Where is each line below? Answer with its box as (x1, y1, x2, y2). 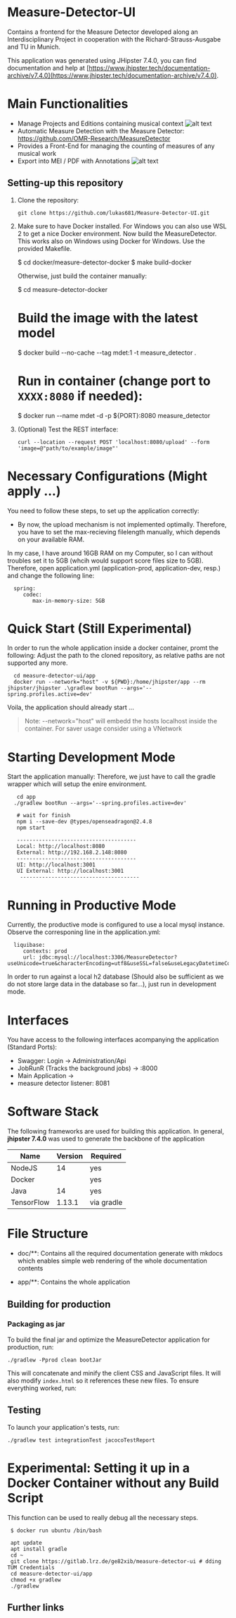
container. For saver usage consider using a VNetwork (24, 724, 183, 733)
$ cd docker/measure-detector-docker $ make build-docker (17, 258, 192, 266)
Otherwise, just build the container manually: (17, 271, 147, 280)
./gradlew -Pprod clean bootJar (7, 1356, 102, 1363)
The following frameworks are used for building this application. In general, (7, 1127, 225, 1136)
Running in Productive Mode (7, 897, 177, 913)
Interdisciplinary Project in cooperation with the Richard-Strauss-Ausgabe (7, 35, 221, 43)
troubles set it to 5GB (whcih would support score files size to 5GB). (7, 556, 204, 565)
